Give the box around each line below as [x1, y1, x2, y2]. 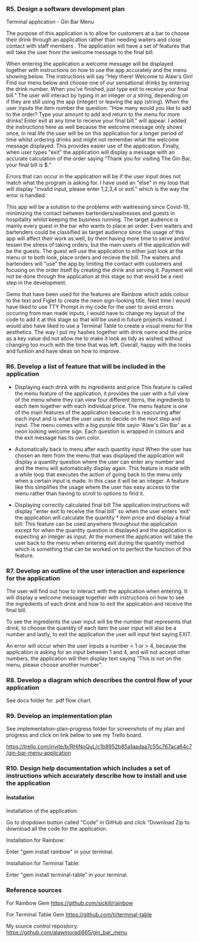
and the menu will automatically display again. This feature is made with [14, 464, 191, 472]
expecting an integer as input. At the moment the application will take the [14, 533, 193, 540]
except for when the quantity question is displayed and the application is [14, 526, 192, 533]
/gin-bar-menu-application [6, 749, 71, 756]
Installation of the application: [6, 807, 79, 814]
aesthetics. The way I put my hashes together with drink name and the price [6, 329, 192, 336]
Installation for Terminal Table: [6, 859, 80, 866]
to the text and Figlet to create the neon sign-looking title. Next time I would [6, 297, 191, 304]
